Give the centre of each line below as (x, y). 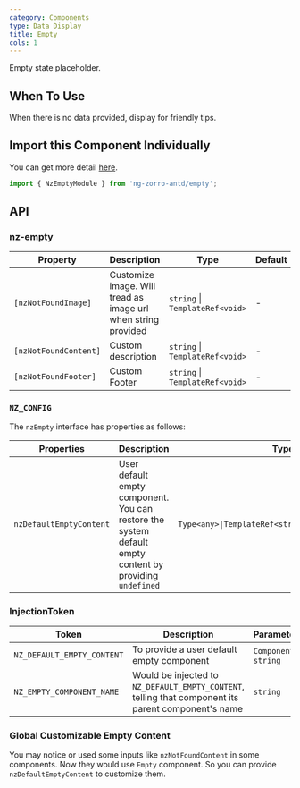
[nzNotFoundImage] (53, 303)
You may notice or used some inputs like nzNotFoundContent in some (134, 755)
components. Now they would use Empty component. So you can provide (143, 765)
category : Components (50, 17)
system (134, 530)
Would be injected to (175, 675)
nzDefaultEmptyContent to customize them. (88, 774)
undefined (139, 585)
